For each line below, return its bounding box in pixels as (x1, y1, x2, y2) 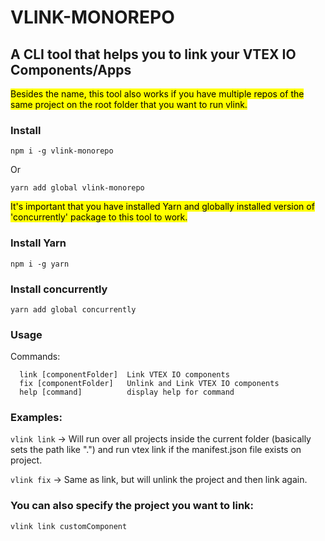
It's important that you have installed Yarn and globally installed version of (10, 201, 315, 213)
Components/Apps (10, 61, 132, 78)
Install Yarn (10, 236, 67, 250)
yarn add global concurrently (10, 304, 137, 315)
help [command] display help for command (19, 387, 235, 398)
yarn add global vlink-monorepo (10, 183, 145, 193)
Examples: (10, 411, 63, 425)
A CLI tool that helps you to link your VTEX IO (10, 46, 297, 63)
